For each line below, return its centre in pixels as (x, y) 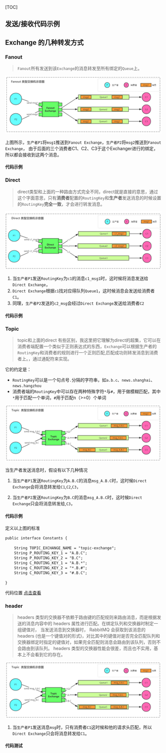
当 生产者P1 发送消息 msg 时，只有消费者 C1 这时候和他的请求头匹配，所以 (82, 727)
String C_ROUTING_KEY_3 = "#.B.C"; (51, 573)
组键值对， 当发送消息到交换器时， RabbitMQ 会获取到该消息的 (81, 629)
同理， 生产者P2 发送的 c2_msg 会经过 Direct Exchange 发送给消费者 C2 (78, 303)
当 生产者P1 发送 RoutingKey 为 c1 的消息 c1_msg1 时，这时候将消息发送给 (80, 278)
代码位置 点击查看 (23, 592)
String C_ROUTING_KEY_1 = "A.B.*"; (51, 563)
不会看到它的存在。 (46, 654)
